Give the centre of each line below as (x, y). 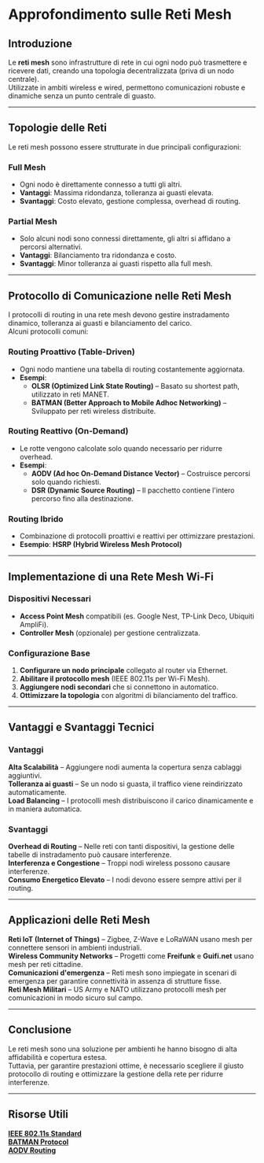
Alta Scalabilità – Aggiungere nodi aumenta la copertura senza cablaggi (125, 767)
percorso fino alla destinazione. (82, 498)
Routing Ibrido (36, 519)
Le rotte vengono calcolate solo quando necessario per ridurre (121, 448)
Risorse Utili (38, 1115)
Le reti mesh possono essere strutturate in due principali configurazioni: (125, 146)
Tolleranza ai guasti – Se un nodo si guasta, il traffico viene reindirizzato (126, 784)
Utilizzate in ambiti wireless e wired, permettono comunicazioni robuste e (127, 87)
